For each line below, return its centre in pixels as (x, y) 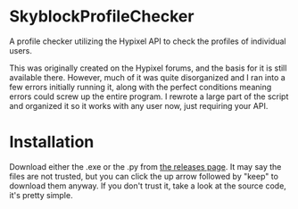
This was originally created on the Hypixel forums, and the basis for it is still (148, 68)
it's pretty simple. (41, 195)
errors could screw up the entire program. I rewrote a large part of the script (149, 96)
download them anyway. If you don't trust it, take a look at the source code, (148, 186)
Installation (52, 142)
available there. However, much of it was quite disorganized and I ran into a (147, 77)
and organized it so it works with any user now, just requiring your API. (139, 105)
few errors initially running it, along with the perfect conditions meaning (141, 87)
